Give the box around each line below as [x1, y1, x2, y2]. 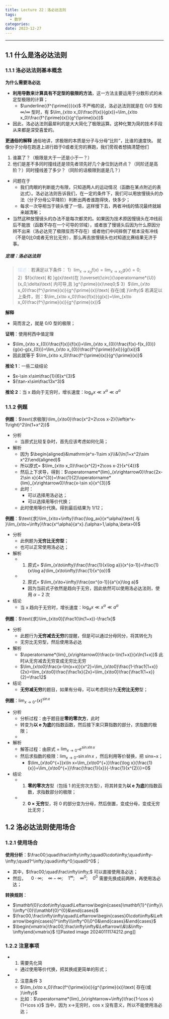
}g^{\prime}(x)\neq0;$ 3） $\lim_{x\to [73, 281, 150, 287]
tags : [5, 12, 17, 17]
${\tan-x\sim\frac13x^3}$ [12, 378, 65, 384]
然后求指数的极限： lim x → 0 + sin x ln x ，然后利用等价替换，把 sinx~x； [20, 753, 163, 760]
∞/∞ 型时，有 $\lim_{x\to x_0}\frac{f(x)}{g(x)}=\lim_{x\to [20, 109, 138, 115]
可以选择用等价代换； [27, 498, 72, 504]
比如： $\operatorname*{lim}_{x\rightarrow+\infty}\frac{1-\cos [20, 996, 148, 1002]
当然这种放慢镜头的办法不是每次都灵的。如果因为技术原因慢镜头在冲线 [12, 215, 158, 221]
